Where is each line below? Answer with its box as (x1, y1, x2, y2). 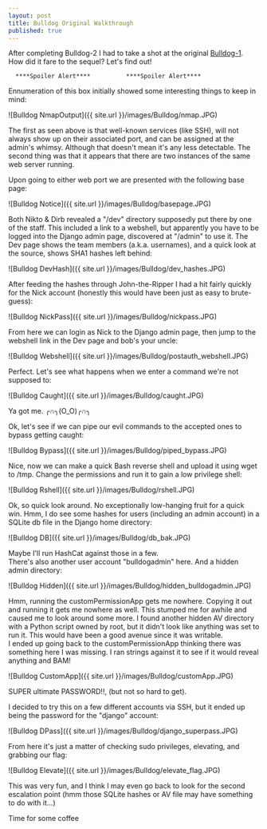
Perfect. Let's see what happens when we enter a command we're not (8, 367, 239, 376)
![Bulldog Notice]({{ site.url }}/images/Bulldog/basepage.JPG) (8, 199, 211, 208)
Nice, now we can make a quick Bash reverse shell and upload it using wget (8, 461, 257, 471)
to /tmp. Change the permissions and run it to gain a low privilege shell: (8, 470, 242, 479)
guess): (8, 296, 33, 306)
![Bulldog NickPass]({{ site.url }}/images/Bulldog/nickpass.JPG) (8, 312, 218, 322)
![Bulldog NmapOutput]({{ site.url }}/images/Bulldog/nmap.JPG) (8, 110, 218, 120)
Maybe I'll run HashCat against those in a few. (8, 549, 159, 558)
